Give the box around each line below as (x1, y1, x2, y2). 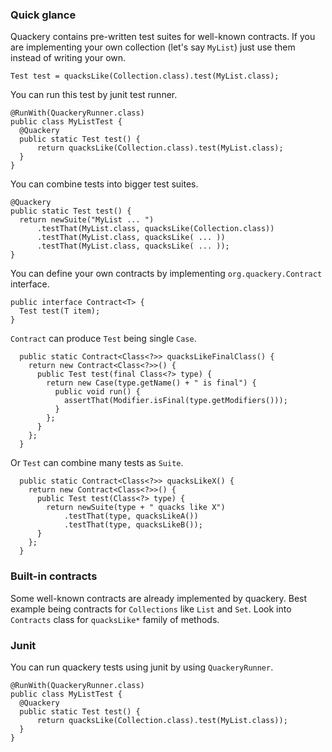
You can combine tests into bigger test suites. (10, 178, 199, 190)
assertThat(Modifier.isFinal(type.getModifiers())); (63, 396, 288, 406)
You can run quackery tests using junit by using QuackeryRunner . (10, 661, 274, 673)
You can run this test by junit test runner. (10, 89, 178, 101)
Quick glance (10, 8, 77, 22)
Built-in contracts (10, 569, 98, 583)
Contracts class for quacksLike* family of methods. (10, 613, 220, 625)
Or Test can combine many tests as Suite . (10, 457, 184, 469)
